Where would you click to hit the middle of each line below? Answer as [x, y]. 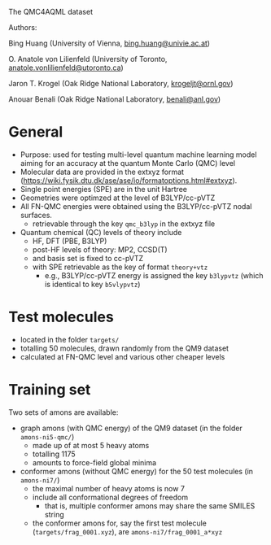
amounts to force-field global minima [94, 462]
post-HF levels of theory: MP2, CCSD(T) [100, 249]
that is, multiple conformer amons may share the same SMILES [150, 506]
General [36, 132]
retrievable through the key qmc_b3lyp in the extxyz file [124, 224]
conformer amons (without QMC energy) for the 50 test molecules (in [137, 471]
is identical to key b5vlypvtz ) [92, 284]
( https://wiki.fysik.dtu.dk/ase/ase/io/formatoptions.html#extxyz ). [129, 180]
